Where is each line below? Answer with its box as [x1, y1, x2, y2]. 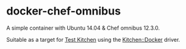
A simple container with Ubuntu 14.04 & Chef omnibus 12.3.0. [6, 24, 160, 31]
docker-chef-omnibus [6, 4, 121, 18]
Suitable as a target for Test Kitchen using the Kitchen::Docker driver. [6, 36, 181, 43]
